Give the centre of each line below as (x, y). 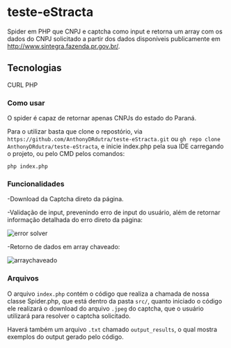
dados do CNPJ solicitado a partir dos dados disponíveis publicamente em (114, 38)
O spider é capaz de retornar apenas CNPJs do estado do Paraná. (102, 118)
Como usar (26, 103)
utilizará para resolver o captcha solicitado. (69, 316)
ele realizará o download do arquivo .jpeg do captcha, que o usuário (105, 308)
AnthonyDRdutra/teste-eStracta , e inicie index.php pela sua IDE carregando (115, 146)
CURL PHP (23, 85)
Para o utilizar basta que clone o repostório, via (75, 132)
